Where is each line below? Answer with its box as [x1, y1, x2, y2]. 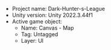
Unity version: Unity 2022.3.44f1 [11, 11, 94, 19]
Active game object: [11, 18, 62, 25]
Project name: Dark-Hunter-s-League [11, 5, 106, 12]
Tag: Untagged [21, 31, 59, 38]
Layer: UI [21, 37, 44, 44]
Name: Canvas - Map [21, 24, 74, 31]
